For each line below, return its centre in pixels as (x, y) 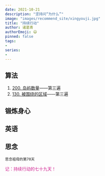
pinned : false (19, 37)
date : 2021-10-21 (22, 9)
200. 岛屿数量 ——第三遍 (36, 88)
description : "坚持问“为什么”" (34, 14)
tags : (10, 41)
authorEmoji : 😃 (21, 32)
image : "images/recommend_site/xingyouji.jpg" (53, 18)
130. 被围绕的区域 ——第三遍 (40, 94)
